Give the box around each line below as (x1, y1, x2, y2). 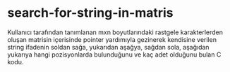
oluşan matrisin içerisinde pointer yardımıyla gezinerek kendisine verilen (7, 35, 217, 43)
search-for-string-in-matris (7, 5, 174, 21)
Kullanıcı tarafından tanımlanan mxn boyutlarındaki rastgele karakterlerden (7, 28, 224, 36)
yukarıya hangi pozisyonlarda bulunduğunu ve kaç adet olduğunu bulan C (7, 50, 222, 59)
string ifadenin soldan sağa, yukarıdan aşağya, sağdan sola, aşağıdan (7, 43, 210, 51)
